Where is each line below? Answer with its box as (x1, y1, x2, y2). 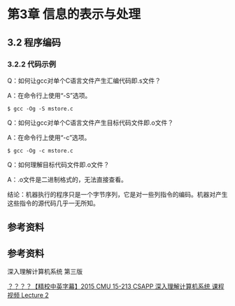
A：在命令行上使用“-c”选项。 (7, 133, 91, 141)
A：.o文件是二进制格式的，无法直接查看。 (7, 175, 128, 183)
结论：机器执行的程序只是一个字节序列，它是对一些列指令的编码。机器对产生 (7, 190, 228, 198)
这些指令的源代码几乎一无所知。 (7, 199, 99, 207)
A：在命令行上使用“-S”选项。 (7, 91, 92, 99)
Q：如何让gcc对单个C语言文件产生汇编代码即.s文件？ (7, 76, 161, 85)
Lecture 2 (20, 291, 49, 300)
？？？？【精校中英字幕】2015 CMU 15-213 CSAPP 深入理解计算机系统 (7, 282, 211, 291)
